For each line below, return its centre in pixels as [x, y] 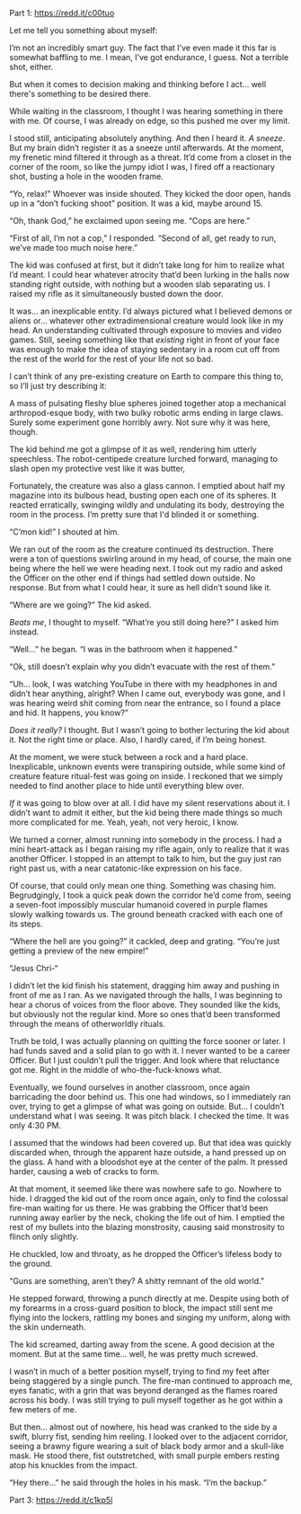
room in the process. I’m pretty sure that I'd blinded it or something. [134, 514]
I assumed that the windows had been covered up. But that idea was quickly [150, 1143]
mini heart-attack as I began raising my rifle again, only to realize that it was [150, 849]
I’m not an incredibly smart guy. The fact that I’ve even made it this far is [143, 48]
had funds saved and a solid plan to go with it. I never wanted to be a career [150, 1051]
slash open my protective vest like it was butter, [97, 468]
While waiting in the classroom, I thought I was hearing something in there [146, 111]
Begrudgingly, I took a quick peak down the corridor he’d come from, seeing [150, 895]
